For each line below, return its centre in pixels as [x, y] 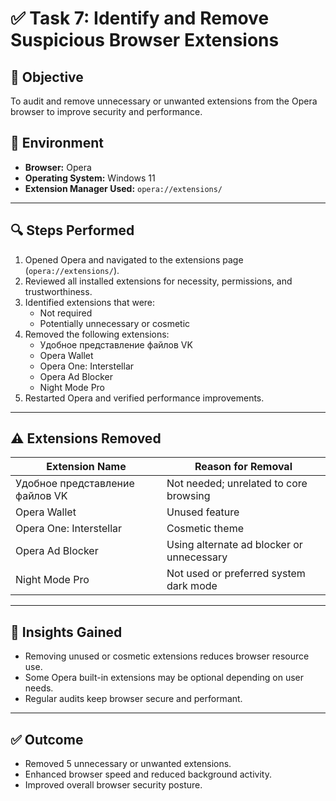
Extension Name [86, 467]
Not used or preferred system [236, 574]
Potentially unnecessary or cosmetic [115, 323]
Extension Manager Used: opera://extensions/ [123, 188]
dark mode [192, 586]
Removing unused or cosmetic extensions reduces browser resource [167, 656]
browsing [188, 496]
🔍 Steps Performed [72, 230]
